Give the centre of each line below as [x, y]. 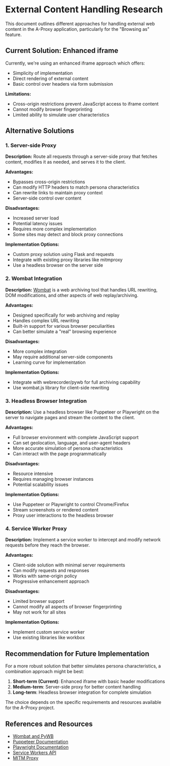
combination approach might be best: [45, 672]
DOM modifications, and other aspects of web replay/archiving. [72, 295]
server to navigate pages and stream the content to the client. [70, 418]
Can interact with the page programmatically [59, 454]
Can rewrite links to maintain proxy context [58, 193]
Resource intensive [33, 474]
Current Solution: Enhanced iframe [62, 51]
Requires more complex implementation [54, 229]
